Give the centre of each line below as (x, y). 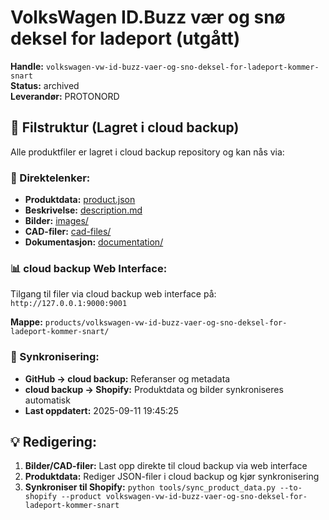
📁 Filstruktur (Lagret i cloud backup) (125, 127)
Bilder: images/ (56, 221)
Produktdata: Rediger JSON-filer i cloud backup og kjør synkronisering (172, 477)
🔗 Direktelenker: (50, 178)
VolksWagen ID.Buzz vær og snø (148, 17)
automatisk (47, 400)
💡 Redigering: (54, 442)
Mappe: (26, 322)
